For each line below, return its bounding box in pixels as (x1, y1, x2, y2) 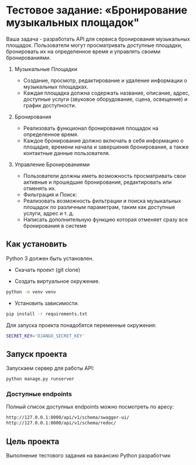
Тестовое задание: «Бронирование (6, 4, 188, 17)
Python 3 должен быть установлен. (6, 255, 94, 262)
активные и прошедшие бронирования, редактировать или (23, 178, 172, 186)
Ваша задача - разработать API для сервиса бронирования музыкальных (6, 35, 190, 42)
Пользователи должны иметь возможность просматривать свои (23, 172, 186, 179)
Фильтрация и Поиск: (23, 191, 77, 198)
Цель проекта (6, 436, 60, 446)
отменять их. (23, 184, 57, 191)
